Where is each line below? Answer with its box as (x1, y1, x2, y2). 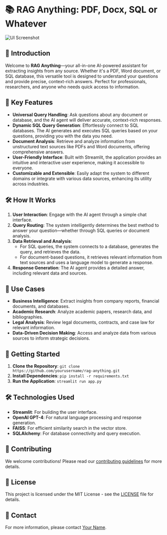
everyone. (12, 165, 33, 171)
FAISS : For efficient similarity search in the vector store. (12, 425, 127, 431)
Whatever (5, 18, 47, 30)
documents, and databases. (12, 304, 70, 310)
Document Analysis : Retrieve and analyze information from (12, 138, 136, 144)
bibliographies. (12, 314, 43, 320)
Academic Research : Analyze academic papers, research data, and (12, 309, 152, 315)
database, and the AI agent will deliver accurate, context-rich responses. (12, 117, 162, 123)
